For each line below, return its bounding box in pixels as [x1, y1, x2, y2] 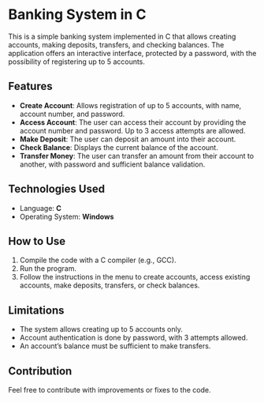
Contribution [8, 364, 73, 378]
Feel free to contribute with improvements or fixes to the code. [8, 385, 211, 394]
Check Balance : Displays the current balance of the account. [19, 142, 218, 152]
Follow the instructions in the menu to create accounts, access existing [19, 272, 251, 282]
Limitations [8, 303, 65, 317]
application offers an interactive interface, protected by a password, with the [8, 48, 257, 58]
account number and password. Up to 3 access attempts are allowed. [19, 126, 246, 135]
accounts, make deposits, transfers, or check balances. [19, 280, 200, 290]
